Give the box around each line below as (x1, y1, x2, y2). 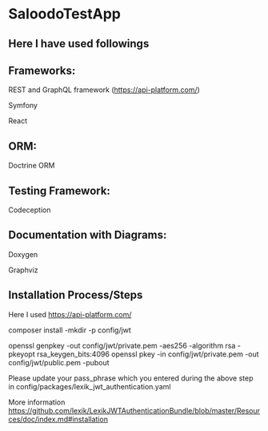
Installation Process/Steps (8, 288, 143, 302)
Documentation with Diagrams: (8, 228, 167, 242)
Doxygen (8, 249, 38, 259)
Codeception (8, 205, 51, 215)
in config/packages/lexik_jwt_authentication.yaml (8, 381, 171, 391)
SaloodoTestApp (8, 5, 122, 23)
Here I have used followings (8, 37, 150, 50)
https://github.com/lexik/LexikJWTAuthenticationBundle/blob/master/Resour (8, 405, 261, 415)
